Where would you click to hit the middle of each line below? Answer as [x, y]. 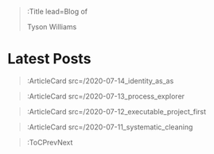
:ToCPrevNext [50, 142]
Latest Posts [49, 59]
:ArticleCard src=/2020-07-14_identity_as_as [100, 81]
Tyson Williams [52, 27]
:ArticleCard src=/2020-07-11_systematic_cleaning [110, 127]
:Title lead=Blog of [57, 12]
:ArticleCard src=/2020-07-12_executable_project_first [117, 111]
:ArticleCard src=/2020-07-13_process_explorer [105, 96]
